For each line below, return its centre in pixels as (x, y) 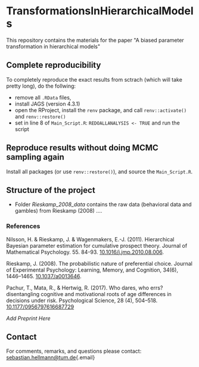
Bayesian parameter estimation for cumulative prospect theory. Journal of (97, 245)
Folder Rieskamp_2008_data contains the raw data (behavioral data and (103, 204)
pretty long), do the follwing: (41, 86)
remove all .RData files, (43, 97)
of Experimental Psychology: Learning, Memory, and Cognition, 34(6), (92, 270)
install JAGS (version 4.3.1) (47, 104)
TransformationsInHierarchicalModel (100, 11)
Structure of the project (51, 190)
